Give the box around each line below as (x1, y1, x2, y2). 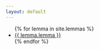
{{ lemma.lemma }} (14, 31, 61, 39)
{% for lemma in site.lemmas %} (14, 25, 94, 32)
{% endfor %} (14, 37, 49, 45)
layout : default (5, 8, 46, 15)
